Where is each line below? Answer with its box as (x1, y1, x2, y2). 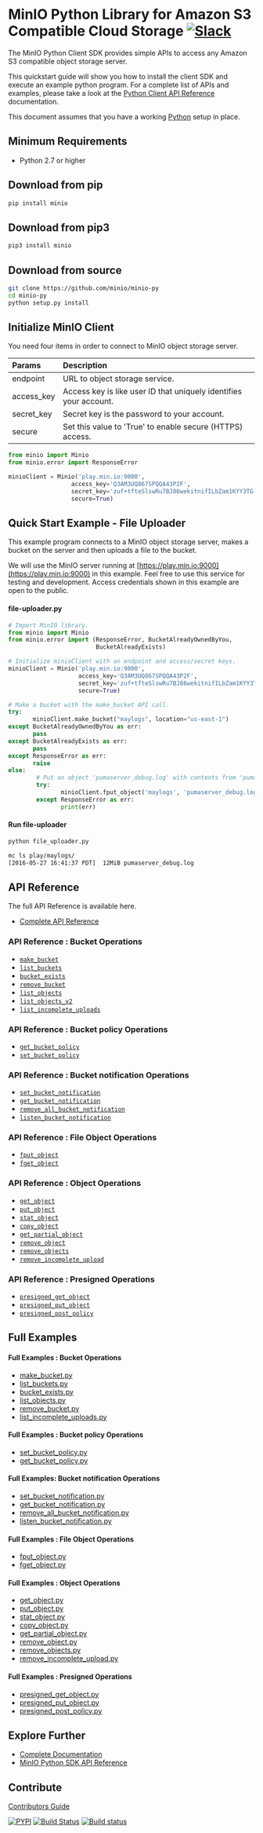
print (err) (60, 803, 96, 810)
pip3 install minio (8, 242, 72, 250)
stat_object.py (19, 1612, 65, 1622)
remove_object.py (19, 1637, 77, 1647)
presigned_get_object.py (19, 1689, 99, 1699)
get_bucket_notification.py (19, 1500, 106, 1509)
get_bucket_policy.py (19, 1455, 88, 1465)
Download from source (8, 263, 122, 276)
